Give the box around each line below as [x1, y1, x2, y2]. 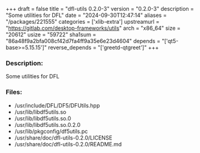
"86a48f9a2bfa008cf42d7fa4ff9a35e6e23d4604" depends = [5, 38, 160, 44]
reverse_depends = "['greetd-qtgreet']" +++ [47, 44, 159, 51]
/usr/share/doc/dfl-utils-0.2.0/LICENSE [14, 134, 113, 141]
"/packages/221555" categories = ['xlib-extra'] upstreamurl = [5, 18, 160, 25]
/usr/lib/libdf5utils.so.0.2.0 [14, 121, 81, 128]
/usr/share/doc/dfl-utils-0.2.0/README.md [14, 140, 122, 148]
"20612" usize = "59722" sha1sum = [5, 31, 97, 38]
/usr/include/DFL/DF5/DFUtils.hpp [14, 101, 100, 109]
